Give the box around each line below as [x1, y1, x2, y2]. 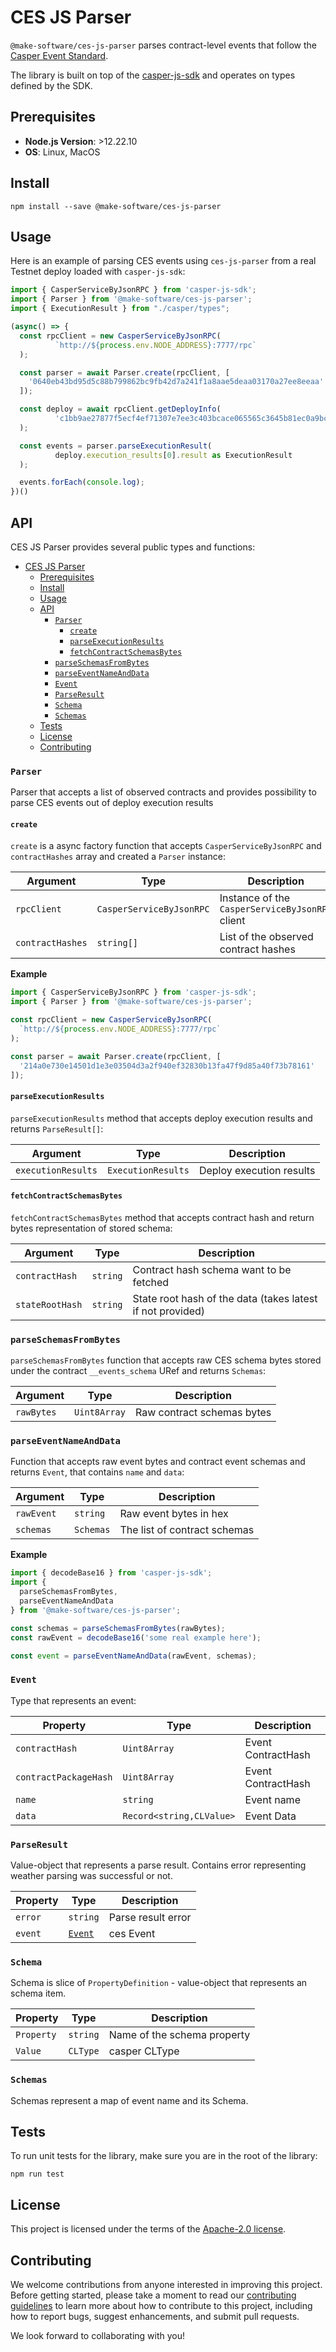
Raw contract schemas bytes [134, 1406, 272, 1420]
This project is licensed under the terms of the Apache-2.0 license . [10, 2223, 287, 2235]
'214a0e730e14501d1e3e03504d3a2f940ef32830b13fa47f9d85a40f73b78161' [19, 1061, 315, 1071]
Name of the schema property [108, 2028, 251, 2042]
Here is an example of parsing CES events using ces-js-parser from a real [10, 255, 317, 267]
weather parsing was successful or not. [10, 1870, 173, 1882]
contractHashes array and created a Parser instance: [10, 851, 226, 863]
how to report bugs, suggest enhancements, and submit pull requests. [10, 2311, 300, 2323]
